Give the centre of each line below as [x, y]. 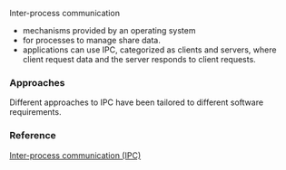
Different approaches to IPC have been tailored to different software [137, 102]
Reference [33, 136]
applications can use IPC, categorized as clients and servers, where [149, 50]
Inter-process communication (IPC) [75, 155]
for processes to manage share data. [91, 40]
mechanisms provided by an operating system [109, 30]
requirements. [35, 112]
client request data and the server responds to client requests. [139, 59]
